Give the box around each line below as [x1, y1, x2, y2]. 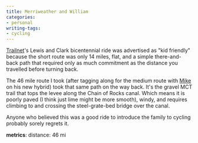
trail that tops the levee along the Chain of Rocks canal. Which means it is [6, 90, 185, 97]
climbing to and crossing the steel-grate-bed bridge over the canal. [6, 102, 170, 109]
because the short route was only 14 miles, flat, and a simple [6, 53, 154, 60]
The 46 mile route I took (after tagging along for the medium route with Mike [6, 77, 191, 84]
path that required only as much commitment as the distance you [20, 60, 178, 67]
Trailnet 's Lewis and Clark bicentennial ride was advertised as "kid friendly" [6, 47, 191, 54]
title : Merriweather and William [6, 8, 89, 15]
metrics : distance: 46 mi [6, 131, 66, 139]
